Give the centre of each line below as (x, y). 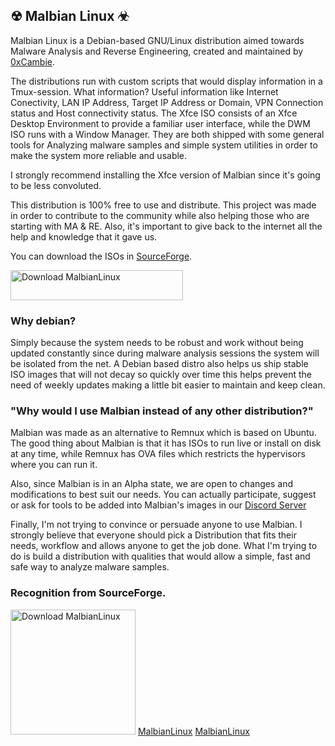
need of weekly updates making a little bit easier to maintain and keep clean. (168, 385)
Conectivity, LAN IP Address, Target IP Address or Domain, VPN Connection (167, 102)
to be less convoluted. (56, 185)
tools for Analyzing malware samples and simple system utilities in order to (164, 145)
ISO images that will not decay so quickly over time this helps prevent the (161, 375)
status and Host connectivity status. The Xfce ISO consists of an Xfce (154, 113)
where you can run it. (54, 465)
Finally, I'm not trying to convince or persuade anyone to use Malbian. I (156, 525)
